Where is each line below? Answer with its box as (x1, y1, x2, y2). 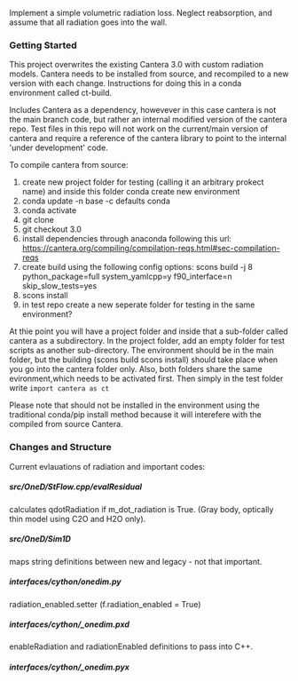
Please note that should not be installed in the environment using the (9, 400, 260, 411)
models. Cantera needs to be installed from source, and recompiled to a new (9, 68, 289, 79)
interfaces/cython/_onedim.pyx (9, 661, 130, 673)
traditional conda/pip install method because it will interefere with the (9, 409, 262, 420)
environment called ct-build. (9, 88, 113, 99)
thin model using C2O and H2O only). (9, 513, 146, 524)
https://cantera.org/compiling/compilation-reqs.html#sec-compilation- (21, 243, 281, 254)
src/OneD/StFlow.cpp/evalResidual (9, 481, 143, 492)
